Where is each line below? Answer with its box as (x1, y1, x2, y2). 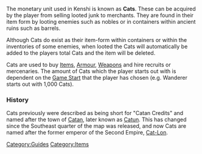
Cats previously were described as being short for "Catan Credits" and (6, 110, 184, 117)
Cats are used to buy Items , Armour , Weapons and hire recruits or (6, 61, 172, 68)
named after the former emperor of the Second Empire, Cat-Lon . (6, 129, 169, 136)
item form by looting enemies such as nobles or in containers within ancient (6, 18, 196, 25)
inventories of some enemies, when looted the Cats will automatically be (6, 43, 188, 50)
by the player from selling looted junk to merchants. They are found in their (6, 12, 193, 19)
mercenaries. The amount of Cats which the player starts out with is (6, 68, 176, 75)
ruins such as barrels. (6, 24, 61, 32)
